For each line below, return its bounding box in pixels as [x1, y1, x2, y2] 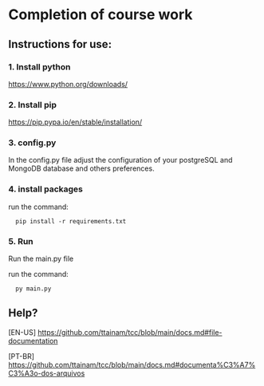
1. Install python [8, 61, 71, 73]
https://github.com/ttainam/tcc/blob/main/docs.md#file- [37, 327, 223, 337]
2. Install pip [8, 99, 57, 110]
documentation [8, 336, 58, 345]
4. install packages [8, 183, 84, 195]
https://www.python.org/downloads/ [8, 79, 128, 89]
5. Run [8, 235, 33, 246]
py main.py [15, 285, 52, 293]
